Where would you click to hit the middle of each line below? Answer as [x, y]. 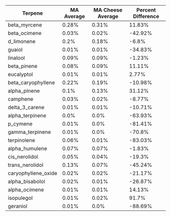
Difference [146, 16]
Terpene [33, 13]
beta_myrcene [25, 25]
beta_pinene [23, 66]
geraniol [18, 206]
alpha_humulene [27, 148]
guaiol [15, 49]
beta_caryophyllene [31, 82]
